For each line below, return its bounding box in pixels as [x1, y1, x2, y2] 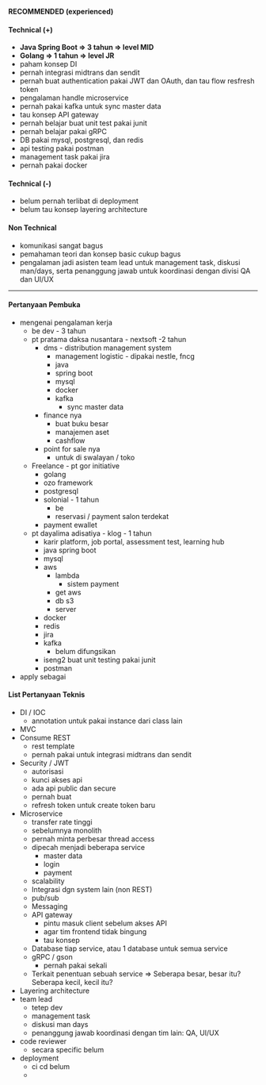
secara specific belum [31, 1045, 104, 1055]
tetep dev [31, 1003, 63, 1013]
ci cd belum [31, 1062, 70, 1072]
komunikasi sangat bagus [19, 240, 104, 250]
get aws [55, 587, 82, 597]
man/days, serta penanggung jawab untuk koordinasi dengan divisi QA [19, 266, 251, 275]
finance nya [43, 410, 82, 420]
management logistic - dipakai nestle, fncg [55, 351, 196, 360]
